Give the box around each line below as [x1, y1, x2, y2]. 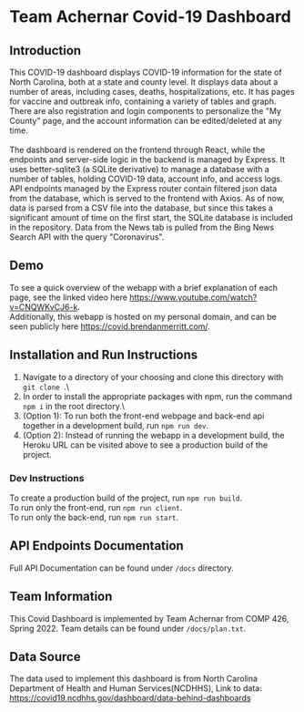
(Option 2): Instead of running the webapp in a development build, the [22, 429, 285, 440]
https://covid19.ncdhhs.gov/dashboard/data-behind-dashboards [9, 693, 252, 704]
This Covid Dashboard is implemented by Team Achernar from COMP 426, [9, 613, 289, 624]
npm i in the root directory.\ [22, 400, 126, 411]
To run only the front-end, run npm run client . [9, 501, 183, 512]
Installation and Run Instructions [9, 347, 198, 363]
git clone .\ [22, 381, 70, 392]
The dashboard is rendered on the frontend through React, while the [9, 144, 266, 155]
